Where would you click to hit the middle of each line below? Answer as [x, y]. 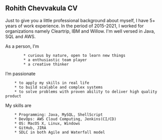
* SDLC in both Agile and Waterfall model [60, 132]
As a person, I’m [22, 46]
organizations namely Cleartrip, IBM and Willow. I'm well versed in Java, [80, 31]
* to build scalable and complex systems [58, 87]
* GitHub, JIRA [30, 128]
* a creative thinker [46, 64]
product [13, 96]
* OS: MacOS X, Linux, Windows [47, 123]
